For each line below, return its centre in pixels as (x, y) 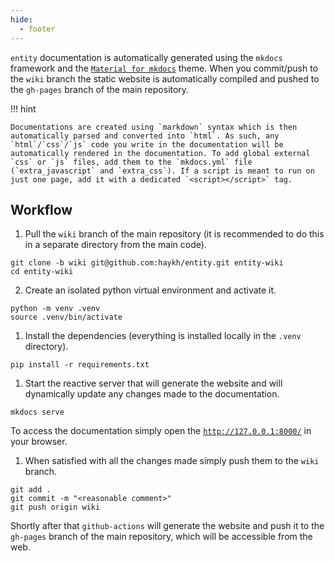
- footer (37, 29)
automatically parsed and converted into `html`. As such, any (145, 136)
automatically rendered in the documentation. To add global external (160, 153)
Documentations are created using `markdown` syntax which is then (154, 127)
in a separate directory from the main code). (115, 245)
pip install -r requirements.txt (80, 365)
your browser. (39, 442)
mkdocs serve (37, 412)
